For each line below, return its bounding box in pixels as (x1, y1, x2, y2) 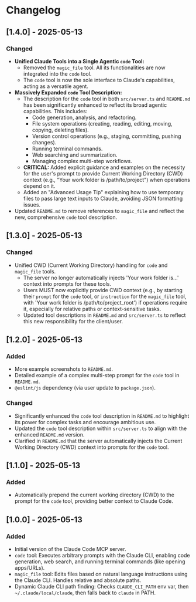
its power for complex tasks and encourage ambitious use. (14, 418, 156, 425)
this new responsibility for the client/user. (23, 317, 123, 324)
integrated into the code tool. (23, 70, 92, 77)
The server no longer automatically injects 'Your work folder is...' (23, 274, 179, 281)
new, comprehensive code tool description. (14, 214, 118, 221)
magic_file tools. (14, 268, 56, 275)
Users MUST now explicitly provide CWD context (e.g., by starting (23, 286, 183, 293)
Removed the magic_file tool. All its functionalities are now (23, 64, 166, 71)
